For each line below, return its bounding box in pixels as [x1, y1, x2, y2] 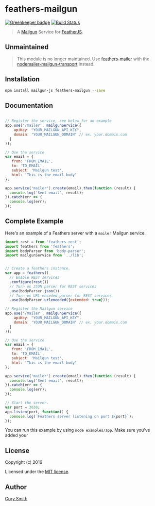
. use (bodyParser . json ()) [9, 288, 60, 293]
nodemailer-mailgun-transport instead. [17, 61, 95, 67]
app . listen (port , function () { [5, 409, 69, 414]
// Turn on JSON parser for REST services [9, 284, 97, 289]
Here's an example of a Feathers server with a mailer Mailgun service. [5, 230, 146, 236]
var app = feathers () [5, 270, 49, 275]
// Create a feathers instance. [5, 266, 70, 271]
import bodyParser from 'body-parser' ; [5, 249, 86, 253]
